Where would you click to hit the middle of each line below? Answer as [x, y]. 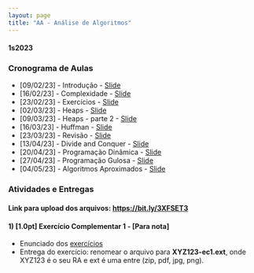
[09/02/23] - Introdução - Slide [70, 85]
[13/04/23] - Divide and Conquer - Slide [84, 144]
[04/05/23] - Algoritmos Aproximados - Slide [92, 169]
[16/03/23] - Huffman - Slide [66, 127]
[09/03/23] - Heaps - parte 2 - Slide [78, 119]
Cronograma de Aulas [51, 68]
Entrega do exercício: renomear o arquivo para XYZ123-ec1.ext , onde [133, 252]
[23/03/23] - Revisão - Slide [65, 135]
